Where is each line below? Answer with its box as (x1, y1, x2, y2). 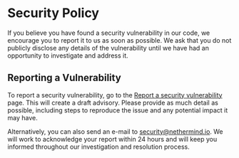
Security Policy (7, 5, 100, 21)
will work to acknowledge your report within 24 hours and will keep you (7, 135, 218, 143)
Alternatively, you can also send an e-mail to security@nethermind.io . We (7, 127, 223, 136)
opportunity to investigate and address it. (7, 51, 128, 60)
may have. (7, 113, 38, 122)
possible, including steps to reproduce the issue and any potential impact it (7, 105, 228, 115)
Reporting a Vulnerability (7, 72, 121, 84)
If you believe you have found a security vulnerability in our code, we (7, 28, 210, 37)
